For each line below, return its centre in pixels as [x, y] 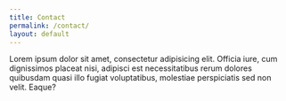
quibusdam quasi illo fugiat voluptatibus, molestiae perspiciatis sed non [140, 78]
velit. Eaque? [33, 87]
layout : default [39, 34]
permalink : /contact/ [49, 26]
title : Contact [37, 17]
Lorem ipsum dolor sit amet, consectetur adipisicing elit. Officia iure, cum [143, 59]
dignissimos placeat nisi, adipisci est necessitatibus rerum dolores [131, 68]
